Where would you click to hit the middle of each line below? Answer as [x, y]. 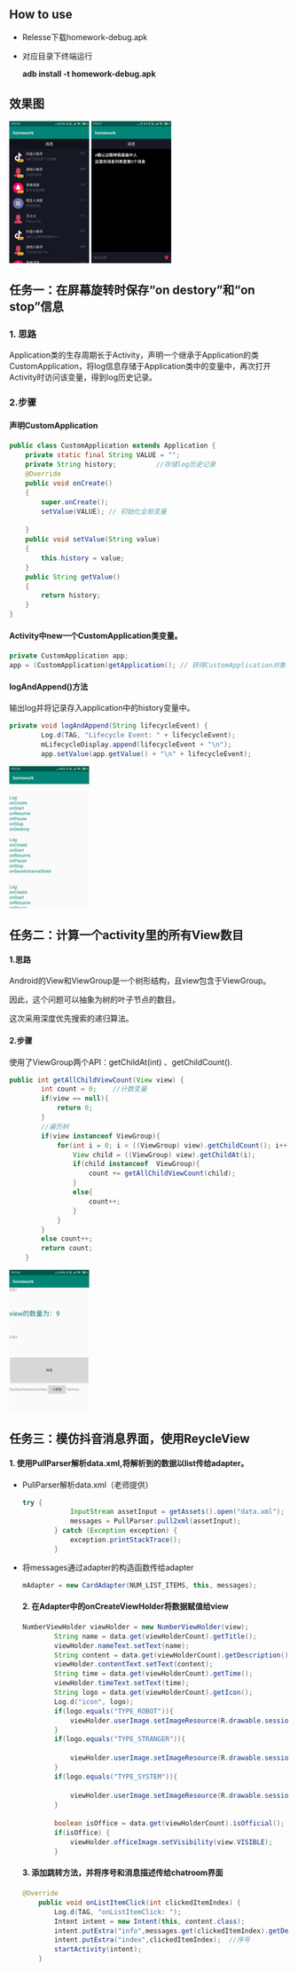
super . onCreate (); [75, 502]
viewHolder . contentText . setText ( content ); [134, 1664]
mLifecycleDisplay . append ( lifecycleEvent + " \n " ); [137, 745]
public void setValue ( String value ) [93, 540]
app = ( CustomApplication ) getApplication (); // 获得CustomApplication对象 [148, 666]
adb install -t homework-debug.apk [89, 74]
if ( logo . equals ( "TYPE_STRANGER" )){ [120, 1739]
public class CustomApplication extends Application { [113, 446]
